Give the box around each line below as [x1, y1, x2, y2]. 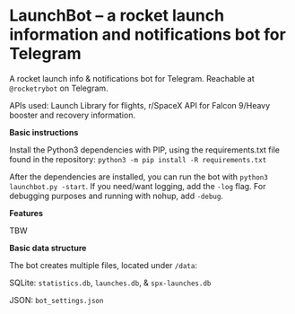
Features [9, 207, 43, 218]
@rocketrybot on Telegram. [9, 83, 109, 93]
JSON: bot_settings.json [9, 294, 104, 305]
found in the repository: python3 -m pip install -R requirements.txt [9, 153, 267, 164]
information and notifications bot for [9, 24, 287, 45]
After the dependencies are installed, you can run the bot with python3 [9, 171, 269, 182]
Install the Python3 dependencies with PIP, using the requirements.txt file [9, 144, 281, 155]
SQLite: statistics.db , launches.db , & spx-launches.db [9, 277, 212, 288]
